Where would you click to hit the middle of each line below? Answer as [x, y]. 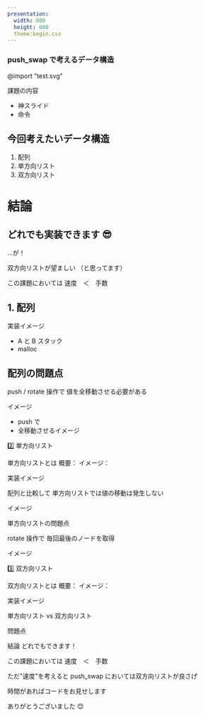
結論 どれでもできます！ [42, 645]
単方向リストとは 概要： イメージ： [59, 462]
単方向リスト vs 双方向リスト [50, 616]
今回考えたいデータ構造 [58, 139]
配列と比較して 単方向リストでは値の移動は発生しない [86, 493]
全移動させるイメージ [48, 430]
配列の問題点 [35, 373]
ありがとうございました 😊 [46, 706]
